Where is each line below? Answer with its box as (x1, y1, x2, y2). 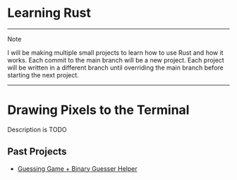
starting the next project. (7, 70, 79, 79)
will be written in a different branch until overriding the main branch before (7, 63, 224, 72)
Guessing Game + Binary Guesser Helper (17, 164, 138, 173)
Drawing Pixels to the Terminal (7, 102, 190, 118)
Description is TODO (7, 125, 67, 134)
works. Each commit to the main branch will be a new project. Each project (7, 56, 224, 64)
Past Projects (7, 146, 67, 157)
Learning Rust (7, 5, 92, 21)
